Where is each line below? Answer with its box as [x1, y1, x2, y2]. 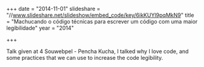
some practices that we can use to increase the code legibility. [6, 54, 163, 61]
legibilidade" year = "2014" [6, 24, 74, 31]
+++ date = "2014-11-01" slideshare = [6, 5, 100, 12]
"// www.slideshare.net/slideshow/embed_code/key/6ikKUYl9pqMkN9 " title [6, 11, 195, 19]
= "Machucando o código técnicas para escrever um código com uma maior [6, 18, 198, 25]
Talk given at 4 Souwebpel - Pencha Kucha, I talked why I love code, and [6, 48, 189, 55]
